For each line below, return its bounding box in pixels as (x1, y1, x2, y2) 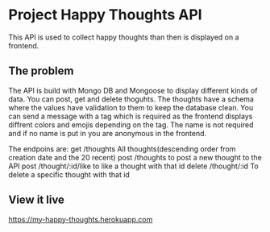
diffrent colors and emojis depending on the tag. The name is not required (8, 119, 254, 130)
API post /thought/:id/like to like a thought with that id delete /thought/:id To (8, 161, 260, 171)
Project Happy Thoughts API (8, 6, 203, 24)
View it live (8, 193, 64, 207)
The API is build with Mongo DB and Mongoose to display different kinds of (8, 85, 258, 95)
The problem (8, 64, 74, 78)
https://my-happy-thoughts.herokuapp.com (8, 214, 153, 224)
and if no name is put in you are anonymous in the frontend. (8, 128, 207, 138)
